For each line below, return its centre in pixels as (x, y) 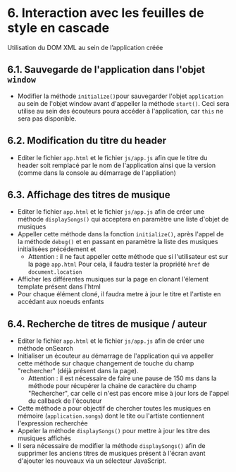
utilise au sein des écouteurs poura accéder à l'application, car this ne (120, 111)
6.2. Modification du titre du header (87, 141)
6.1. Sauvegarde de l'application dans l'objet (106, 69)
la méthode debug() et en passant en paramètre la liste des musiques (118, 242)
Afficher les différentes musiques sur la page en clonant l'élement (113, 279)
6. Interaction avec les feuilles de (106, 13)
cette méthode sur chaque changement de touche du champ (106, 363)
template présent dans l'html (59, 286)
